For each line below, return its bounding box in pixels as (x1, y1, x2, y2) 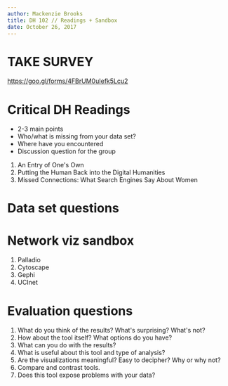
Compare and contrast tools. (17, 364, 100, 372)
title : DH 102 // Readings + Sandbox (7, 17, 118, 24)
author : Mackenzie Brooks (7, 10, 83, 18)
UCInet (17, 278, 39, 287)
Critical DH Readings (7, 101, 130, 117)
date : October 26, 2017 (7, 23, 77, 30)
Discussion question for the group (17, 147, 116, 155)
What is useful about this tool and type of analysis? (17, 349, 166, 357)
